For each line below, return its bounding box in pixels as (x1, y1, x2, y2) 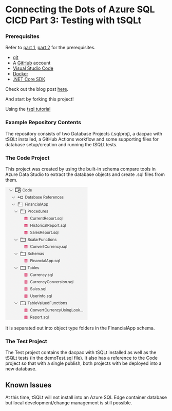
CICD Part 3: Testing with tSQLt (5, 14, 142, 26)
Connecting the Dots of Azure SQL (5, 4, 155, 15)
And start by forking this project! (5, 96, 74, 102)
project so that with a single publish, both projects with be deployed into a (5, 360, 162, 366)
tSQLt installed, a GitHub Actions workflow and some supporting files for (5, 136, 159, 142)
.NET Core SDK (12, 76, 46, 83)
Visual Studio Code (12, 65, 54, 71)
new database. (5, 366, 37, 372)
